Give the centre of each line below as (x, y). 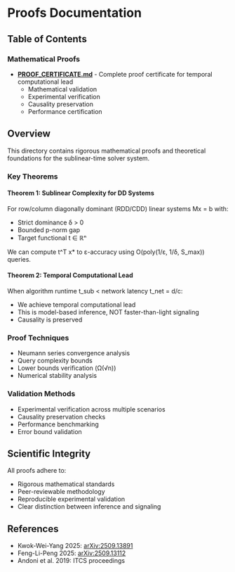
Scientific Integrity (49, 454)
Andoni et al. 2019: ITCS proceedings (71, 561)
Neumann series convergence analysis (74, 353)
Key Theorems (33, 176)
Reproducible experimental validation (71, 499)
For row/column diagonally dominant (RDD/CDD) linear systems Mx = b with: (118, 208)
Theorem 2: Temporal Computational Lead (70, 275)
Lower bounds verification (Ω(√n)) (67, 368)
